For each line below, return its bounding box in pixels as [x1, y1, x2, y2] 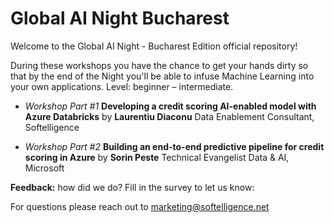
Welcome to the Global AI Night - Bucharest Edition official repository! [10, 40, 298, 52]
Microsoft [24, 162, 65, 174]
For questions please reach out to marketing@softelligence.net [10, 200, 270, 212]
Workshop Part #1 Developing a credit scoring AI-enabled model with [24, 100, 317, 112]
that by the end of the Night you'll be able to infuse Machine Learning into [10, 70, 315, 82]
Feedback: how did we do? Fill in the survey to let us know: [10, 181, 255, 193]
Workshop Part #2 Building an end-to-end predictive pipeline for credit [24, 140, 325, 152]
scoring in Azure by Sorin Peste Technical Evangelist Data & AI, [24, 151, 290, 163]
